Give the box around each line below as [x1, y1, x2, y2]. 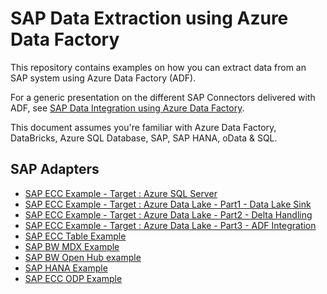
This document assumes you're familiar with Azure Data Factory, [10, 121, 277, 133]
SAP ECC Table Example [24, 230, 127, 242]
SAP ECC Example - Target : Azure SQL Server [24, 187, 218, 199]
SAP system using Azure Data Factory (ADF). [10, 72, 197, 84]
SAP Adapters [10, 161, 100, 178]
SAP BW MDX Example [24, 240, 120, 252]
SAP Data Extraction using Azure [10, 7, 289, 30]
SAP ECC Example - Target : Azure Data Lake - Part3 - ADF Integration [24, 219, 317, 231]
